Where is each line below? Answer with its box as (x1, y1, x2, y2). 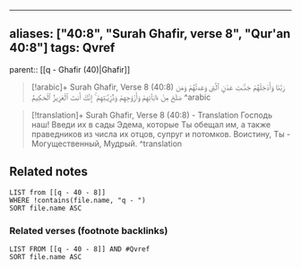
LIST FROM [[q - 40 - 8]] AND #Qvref (9, 244, 150, 254)
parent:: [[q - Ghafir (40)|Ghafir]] (9, 64, 131, 74)
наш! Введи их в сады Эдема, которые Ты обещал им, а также (30, 118, 271, 130)
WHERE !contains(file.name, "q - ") (9, 195, 146, 204)
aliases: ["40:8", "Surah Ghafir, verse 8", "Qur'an (9, 26, 291, 41)
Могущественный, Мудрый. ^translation (30, 138, 183, 149)
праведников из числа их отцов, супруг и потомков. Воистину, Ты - (30, 128, 291, 139)
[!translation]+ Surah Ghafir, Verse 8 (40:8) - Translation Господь (30, 109, 273, 120)
